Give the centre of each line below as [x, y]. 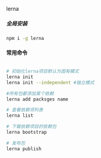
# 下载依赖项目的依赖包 [32, 127]
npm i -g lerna [25, 38]
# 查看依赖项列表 [25, 110]
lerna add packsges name [37, 99]
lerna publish [24, 149]
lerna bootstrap [26, 133]
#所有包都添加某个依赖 [30, 93]
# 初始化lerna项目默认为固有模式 [43, 71]
